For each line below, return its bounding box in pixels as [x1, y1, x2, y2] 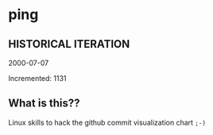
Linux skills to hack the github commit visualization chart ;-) [8, 118, 207, 127]
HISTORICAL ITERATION [8, 37, 130, 51]
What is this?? [8, 97, 80, 110]
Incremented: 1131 [8, 74, 67, 83]
